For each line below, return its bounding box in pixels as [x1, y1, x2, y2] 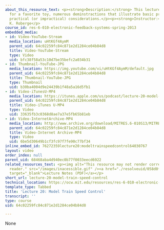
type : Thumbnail [9, 80, 42, 85]
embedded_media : [5, 30, 38, 35]
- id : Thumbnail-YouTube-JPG [5, 62, 64, 67]
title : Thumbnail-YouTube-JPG [9, 75, 71, 80]
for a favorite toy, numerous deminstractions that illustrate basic [9, 12, 154, 17]
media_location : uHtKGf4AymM [9, 39, 69, 44]
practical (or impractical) [9, 16, 67, 21]
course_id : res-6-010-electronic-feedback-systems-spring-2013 [5, 25, 137, 30]
